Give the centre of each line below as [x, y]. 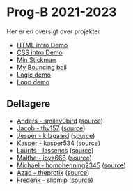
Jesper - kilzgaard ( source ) [56, 135]
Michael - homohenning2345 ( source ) [71, 165]
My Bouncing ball [41, 67]
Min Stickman [36, 59]
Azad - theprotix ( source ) [53, 172]
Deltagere [28, 104]
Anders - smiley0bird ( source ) [60, 121]
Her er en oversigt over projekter [53, 31]
